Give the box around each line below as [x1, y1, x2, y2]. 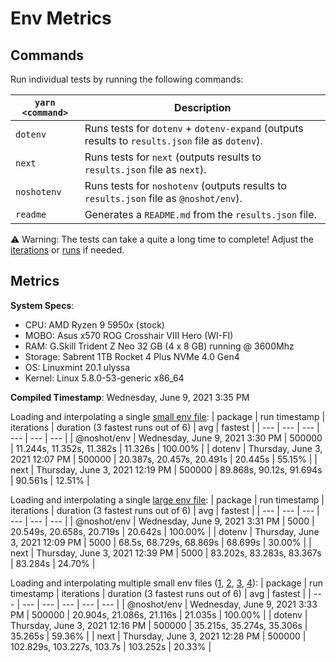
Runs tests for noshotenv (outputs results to [84, 179, 287, 192]
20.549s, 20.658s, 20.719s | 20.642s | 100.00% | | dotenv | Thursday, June [10, 525, 320, 537]
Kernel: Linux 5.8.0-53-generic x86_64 [24, 372, 185, 384]
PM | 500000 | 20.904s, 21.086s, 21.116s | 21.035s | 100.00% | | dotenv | [10, 608, 308, 621]
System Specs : [10, 299, 75, 311]
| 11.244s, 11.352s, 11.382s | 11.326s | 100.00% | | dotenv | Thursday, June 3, [10, 442, 323, 454]
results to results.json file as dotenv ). [84, 134, 263, 147]
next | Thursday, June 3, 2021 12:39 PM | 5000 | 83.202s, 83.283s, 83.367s [10, 547, 322, 559]
